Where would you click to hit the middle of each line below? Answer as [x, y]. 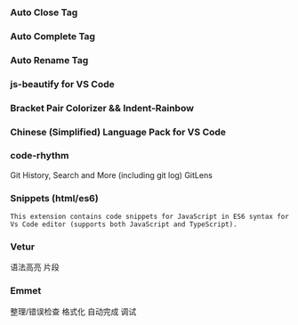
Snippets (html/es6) [54, 198]
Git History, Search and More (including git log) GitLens [111, 175]
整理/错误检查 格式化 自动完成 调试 [73, 311]
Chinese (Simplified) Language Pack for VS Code [118, 132]
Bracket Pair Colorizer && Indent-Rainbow [102, 108]
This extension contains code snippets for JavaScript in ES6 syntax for [150, 217]
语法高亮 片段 [35, 267]
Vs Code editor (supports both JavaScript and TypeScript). [124, 224]
